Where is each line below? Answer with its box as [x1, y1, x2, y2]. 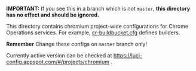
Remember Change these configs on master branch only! [6, 41, 148, 47]
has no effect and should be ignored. [6, 11, 100, 18]
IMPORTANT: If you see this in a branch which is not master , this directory [6, 5, 191, 12]
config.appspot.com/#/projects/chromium [6, 59, 109, 65]
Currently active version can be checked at [6, 52, 112, 59]
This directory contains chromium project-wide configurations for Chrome [6, 23, 189, 30]
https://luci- [113, 52, 143, 59]
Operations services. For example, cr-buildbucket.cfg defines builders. [6, 29, 180, 36]
